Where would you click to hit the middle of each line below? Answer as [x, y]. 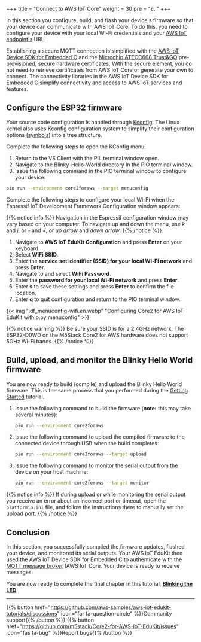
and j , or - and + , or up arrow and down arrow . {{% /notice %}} [84, 230]
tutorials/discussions [32, 613]
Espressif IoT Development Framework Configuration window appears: [93, 206]
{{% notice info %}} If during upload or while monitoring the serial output [96, 495]
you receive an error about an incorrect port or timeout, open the [86, 501]
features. [17, 89]
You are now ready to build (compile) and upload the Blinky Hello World [94, 384]
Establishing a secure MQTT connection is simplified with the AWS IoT [93, 51]
